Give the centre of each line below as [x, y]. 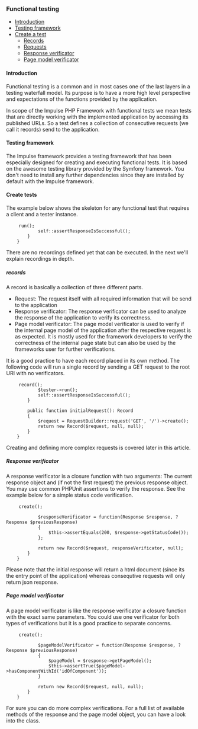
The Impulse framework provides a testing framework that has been [89, 156]
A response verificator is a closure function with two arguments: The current [99, 476]
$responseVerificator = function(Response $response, [105, 517]
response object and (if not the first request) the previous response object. [97, 482]
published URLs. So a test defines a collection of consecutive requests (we [98, 123]
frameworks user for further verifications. [65, 349]
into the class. [23, 720]
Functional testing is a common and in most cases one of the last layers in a [98, 86]
